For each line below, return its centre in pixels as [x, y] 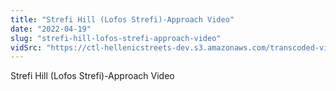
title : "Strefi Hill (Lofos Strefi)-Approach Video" [122, 19]
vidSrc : [26, 47]
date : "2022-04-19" [51, 29]
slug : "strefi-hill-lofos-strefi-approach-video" [116, 38]
